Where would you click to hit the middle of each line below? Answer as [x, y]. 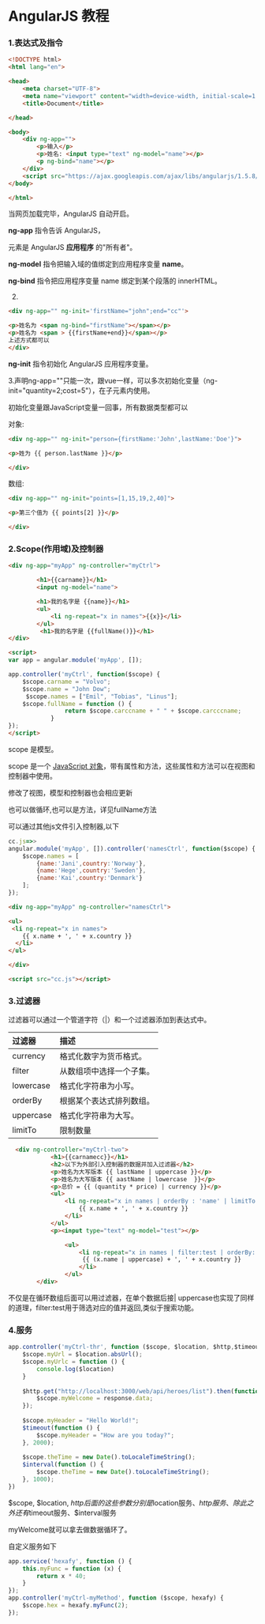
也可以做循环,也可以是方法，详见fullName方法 [83, 809]
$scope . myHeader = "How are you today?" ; [106, 1435]
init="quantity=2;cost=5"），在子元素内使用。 [81, 390]
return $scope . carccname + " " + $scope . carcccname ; [153, 711]
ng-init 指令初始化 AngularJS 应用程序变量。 [80, 364]
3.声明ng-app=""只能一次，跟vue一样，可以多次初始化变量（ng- [113, 380]
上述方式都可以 [29, 341]
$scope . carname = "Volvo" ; [67, 682]
